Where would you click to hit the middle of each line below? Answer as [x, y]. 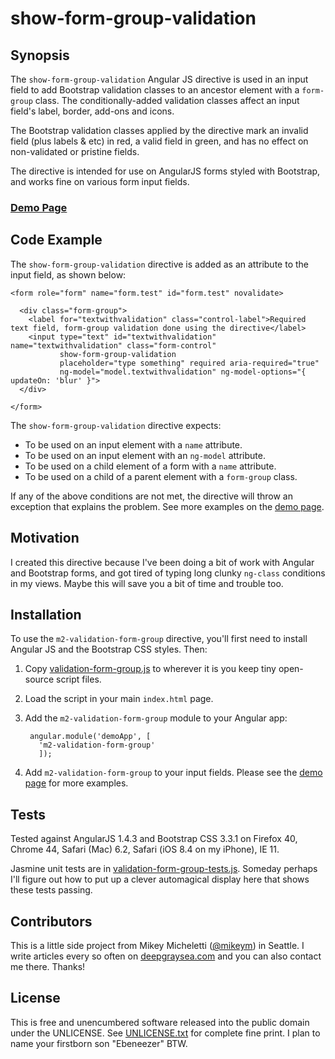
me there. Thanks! [48, 966]
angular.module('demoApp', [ [90, 737]
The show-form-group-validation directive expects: [116, 425]
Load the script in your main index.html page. [119, 699]
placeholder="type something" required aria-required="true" [189, 363]
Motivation [45, 538]
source [39, 679]
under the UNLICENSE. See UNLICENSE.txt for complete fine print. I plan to [165, 1033]
